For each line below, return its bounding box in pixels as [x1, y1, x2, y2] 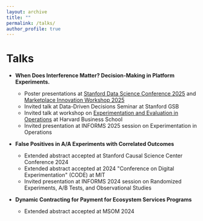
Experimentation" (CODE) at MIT [24, 171, 105, 179]
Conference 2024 [24, 159, 68, 166]
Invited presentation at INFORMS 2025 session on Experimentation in [24, 122, 197, 130]
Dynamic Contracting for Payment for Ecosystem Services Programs [15, 196, 192, 203]
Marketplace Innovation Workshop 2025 [24, 96, 125, 104]
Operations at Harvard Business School [24, 116, 123, 123]
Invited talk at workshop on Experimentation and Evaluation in [24, 110, 179, 117]
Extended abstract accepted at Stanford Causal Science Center [24, 152, 183, 159]
